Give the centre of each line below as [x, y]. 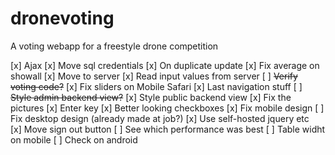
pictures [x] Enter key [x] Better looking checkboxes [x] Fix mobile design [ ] [167, 108]
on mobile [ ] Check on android [74, 139]
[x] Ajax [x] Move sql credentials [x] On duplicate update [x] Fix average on [165, 65]
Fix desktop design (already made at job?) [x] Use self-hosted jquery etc [160, 118]
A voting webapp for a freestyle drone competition [114, 46]
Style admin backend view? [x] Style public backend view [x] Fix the [151, 97]
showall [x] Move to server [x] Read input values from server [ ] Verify [154, 76]
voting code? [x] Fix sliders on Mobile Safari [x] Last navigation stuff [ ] [156, 86]
